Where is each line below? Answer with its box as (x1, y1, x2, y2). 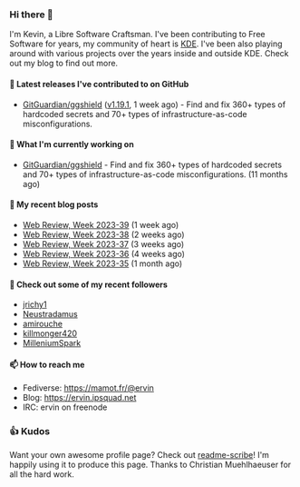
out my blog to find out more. (9, 58, 119, 69)
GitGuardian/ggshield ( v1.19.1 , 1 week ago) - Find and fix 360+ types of (22, 99, 286, 110)
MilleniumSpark (22, 338, 82, 349)
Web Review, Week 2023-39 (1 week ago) (22, 219, 179, 230)
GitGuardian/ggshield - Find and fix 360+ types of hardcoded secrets (22, 159, 283, 170)
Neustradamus (22, 309, 79, 320)
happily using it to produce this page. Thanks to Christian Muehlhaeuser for (9, 459, 292, 470)
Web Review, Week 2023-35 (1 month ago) (22, 258, 183, 269)
